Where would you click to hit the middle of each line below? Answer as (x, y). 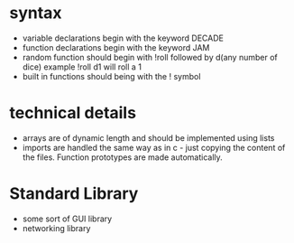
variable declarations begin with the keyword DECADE (123, 38)
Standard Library (74, 194)
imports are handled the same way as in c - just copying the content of (154, 147)
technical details (73, 113)
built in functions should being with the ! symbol (111, 76)
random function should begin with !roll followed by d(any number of (150, 57)
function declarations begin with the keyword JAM (116, 47)
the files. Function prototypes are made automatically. (122, 157)
